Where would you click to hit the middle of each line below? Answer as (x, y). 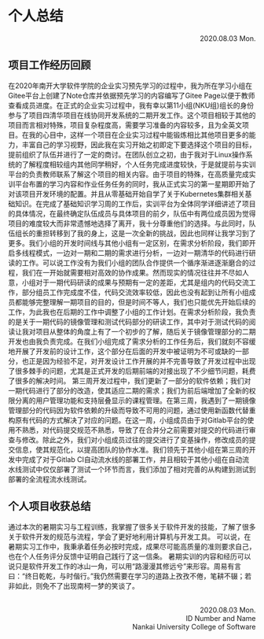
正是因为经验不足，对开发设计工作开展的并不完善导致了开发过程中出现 (142, 361)
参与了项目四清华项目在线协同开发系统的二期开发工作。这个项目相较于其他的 (132, 115)
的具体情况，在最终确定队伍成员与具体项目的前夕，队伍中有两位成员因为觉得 (132, 213)
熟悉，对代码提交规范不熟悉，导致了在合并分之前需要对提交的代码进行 (135, 430)
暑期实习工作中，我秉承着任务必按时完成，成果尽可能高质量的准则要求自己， (132, 546)
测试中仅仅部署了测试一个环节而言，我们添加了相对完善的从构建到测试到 (139, 469)
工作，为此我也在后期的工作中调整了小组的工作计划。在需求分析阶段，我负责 (132, 312)
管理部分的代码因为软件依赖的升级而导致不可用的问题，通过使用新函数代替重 (132, 410)
